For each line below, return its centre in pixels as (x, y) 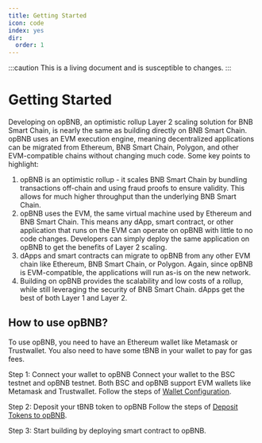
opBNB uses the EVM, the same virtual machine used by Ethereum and (136, 214)
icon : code (26, 23)
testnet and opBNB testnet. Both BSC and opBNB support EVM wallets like (130, 383)
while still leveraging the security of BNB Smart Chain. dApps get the (132, 290)
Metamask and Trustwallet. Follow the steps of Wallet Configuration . (120, 391)
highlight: (23, 165)
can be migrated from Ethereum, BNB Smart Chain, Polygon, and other (124, 147)
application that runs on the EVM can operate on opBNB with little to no (136, 231)
